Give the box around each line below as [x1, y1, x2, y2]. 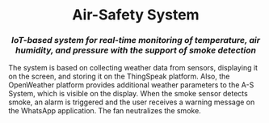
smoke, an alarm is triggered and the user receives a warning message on [8, 97, 255, 107]
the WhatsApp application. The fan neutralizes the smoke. [8, 106, 202, 116]
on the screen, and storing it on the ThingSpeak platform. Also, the [8, 71, 230, 82]
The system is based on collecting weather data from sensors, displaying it [8, 63, 258, 73]
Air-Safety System [72, 6, 200, 24]
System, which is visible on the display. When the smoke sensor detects [8, 89, 248, 99]
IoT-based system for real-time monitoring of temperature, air [11, 35, 261, 46]
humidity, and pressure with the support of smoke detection [15, 45, 257, 56]
